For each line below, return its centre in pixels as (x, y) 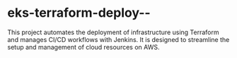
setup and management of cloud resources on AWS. (83, 47)
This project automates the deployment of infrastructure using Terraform (113, 32)
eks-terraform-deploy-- (79, 13)
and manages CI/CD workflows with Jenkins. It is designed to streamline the (118, 39)
